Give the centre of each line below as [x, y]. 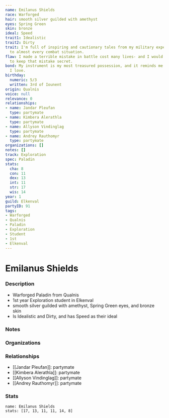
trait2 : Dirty [20, 43]
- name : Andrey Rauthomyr [32, 136]
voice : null [18, 94]
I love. [18, 71]
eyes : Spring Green [26, 24]
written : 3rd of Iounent [36, 84]
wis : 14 [18, 192]
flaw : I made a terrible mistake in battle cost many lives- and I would [84, 57]
